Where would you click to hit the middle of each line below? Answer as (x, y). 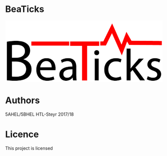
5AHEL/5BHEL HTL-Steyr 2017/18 (39, 114)
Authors (22, 100)
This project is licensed (29, 148)
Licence (22, 134)
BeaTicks (25, 9)
